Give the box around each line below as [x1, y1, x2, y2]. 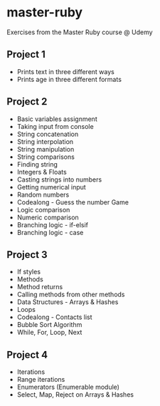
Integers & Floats [16, 167, 67, 176]
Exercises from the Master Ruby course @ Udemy [6, 28, 154, 36]
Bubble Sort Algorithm [16, 321, 82, 329]
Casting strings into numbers [16, 175, 102, 184]
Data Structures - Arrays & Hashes [16, 298, 119, 306]
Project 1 [6, 48, 46, 61]
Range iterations [16, 375, 65, 384]
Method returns [16, 283, 63, 291]
